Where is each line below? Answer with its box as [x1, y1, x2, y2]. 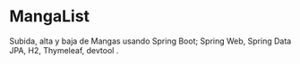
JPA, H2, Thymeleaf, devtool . [9, 44, 119, 55]
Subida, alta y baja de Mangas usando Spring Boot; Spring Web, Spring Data [9, 36, 292, 46]
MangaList [9, 6, 90, 27]
